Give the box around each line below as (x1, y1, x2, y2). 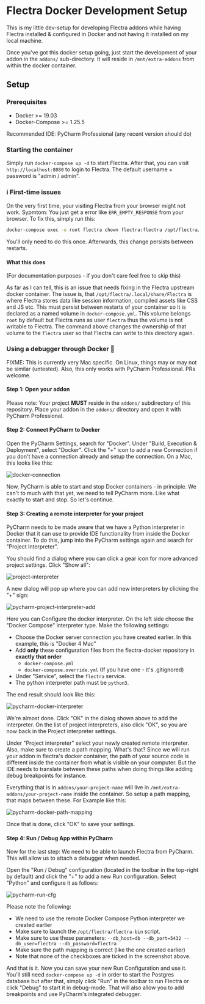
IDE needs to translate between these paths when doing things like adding (6, 766, 193, 773)
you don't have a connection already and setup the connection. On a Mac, (6, 453, 193, 460)
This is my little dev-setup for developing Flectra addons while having (6, 24, 181, 31)
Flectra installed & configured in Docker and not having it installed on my (6, 30, 189, 37)
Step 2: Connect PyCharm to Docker (6, 426, 101, 434)
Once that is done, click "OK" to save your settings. (6, 821, 135, 828)
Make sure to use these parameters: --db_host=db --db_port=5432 (15, 934, 182, 942)
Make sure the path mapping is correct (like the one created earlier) (15, 946, 186, 954)
